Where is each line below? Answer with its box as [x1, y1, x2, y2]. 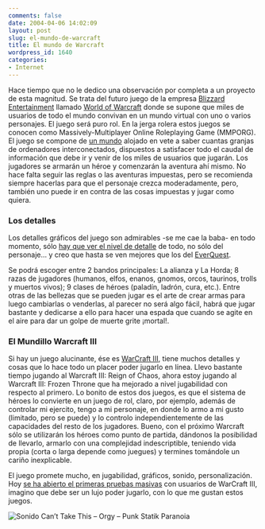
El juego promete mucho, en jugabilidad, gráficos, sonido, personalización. [8, 471, 252, 480]
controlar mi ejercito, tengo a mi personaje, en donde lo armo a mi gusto [8, 405, 244, 414]
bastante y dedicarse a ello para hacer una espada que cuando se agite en [8, 308, 253, 317]
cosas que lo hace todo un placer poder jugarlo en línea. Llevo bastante [8, 363, 243, 372]
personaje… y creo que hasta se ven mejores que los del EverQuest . [8, 250, 232, 259]
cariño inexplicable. [8, 455, 73, 465]
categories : [8, 56, 48, 64]
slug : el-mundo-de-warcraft [8, 33, 102, 42]
